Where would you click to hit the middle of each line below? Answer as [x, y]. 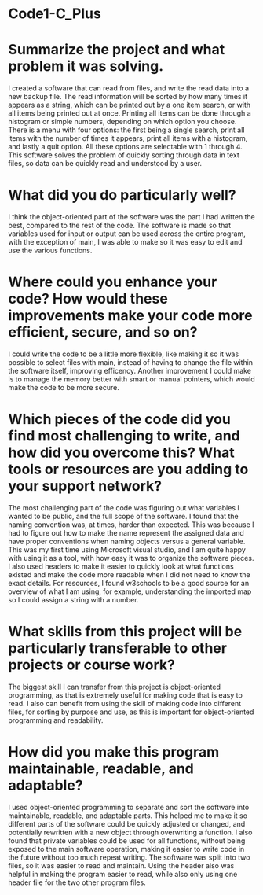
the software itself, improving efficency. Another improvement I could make [130, 371]
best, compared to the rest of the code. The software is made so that [120, 226]
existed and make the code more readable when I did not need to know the [129, 574]
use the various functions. [50, 250]
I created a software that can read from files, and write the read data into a [129, 88]
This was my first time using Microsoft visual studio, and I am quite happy [127, 549]
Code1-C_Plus [55, 14]
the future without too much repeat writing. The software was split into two [129, 857]
